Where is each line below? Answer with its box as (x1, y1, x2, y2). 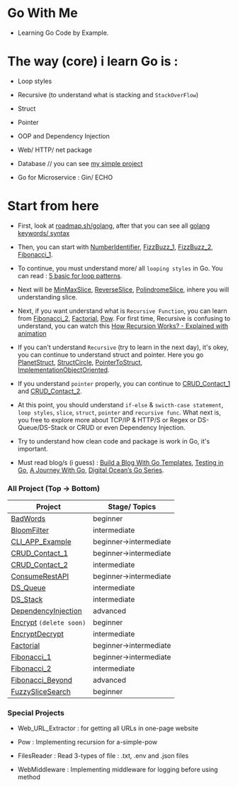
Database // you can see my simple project (17, 159, 143, 167)
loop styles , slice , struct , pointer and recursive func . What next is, (17, 408, 221, 417)
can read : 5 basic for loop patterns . (17, 271, 123, 280)
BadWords (11, 514, 46, 524)
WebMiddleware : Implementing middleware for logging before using (17, 765, 218, 774)
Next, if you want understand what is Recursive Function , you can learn (17, 307, 228, 315)
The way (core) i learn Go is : (7, 53, 178, 70)
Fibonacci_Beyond (11, 676, 73, 686)
